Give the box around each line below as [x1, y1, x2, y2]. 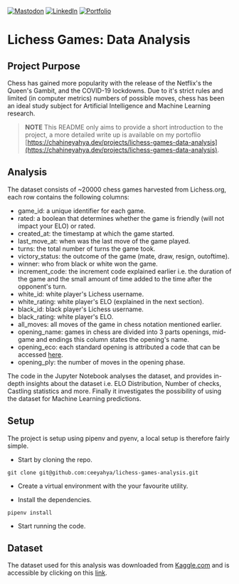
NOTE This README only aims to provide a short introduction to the [24, 123, 223, 131]
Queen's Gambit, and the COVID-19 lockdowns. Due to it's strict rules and [7, 86, 223, 95]
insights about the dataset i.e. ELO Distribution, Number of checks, [26, 379, 222, 387]
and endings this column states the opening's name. [36, 335, 190, 343]
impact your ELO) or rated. [17, 221, 96, 230]
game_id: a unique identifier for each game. [17, 207, 146, 215]
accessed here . [17, 350, 63, 359]
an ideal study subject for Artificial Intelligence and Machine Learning [7, 102, 211, 110]
